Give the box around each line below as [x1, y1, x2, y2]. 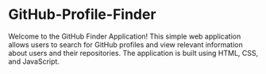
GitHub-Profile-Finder [8, 6, 156, 24]
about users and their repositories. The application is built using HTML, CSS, [8, 48, 259, 57]
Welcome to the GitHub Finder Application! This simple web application [8, 31, 241, 41]
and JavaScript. [8, 57, 60, 66]
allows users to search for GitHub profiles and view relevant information [8, 39, 244, 49]
